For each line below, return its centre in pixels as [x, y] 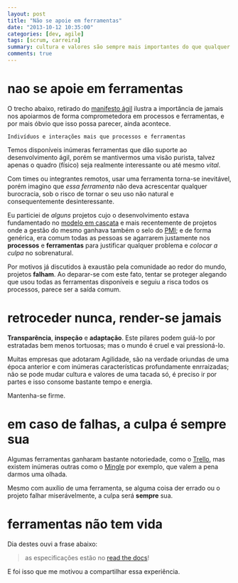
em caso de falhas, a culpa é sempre [117, 424]
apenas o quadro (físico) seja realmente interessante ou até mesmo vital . [114, 165]
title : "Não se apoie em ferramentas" [65, 21]
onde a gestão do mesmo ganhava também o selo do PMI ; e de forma [109, 230]
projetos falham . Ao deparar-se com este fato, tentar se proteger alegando [117, 274]
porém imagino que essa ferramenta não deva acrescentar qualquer [107, 186]
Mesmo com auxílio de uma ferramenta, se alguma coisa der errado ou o [114, 488]
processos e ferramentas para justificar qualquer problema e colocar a [113, 245]
